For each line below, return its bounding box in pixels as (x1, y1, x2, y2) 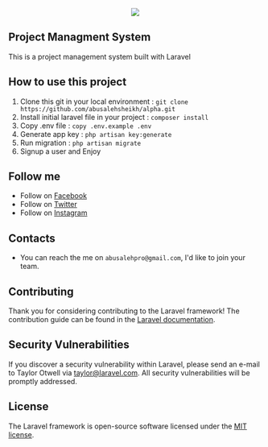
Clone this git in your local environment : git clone (19, 97, 189, 106)
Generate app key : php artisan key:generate (19, 129, 172, 139)
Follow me (8, 170, 61, 184)
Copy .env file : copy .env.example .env (19, 121, 152, 130)
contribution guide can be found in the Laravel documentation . (8, 315, 216, 325)
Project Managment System (8, 31, 151, 44)
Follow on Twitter (19, 200, 78, 209)
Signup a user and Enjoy (19, 146, 101, 156)
